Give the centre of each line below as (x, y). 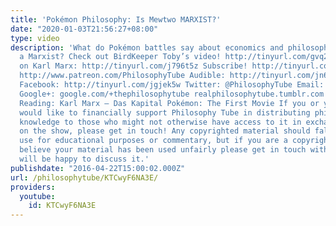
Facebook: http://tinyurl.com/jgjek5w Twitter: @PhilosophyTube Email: (172, 85)
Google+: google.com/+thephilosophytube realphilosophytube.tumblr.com (172, 94)
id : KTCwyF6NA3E (62, 206)
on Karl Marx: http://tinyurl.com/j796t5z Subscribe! (133, 66)
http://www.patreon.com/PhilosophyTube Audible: (122, 76)
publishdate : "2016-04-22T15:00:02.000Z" (98, 168)
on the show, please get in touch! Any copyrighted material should (165, 131)
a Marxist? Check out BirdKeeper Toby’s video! (120, 57)
